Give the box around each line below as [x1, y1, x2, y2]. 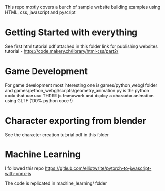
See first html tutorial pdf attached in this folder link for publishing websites [5, 43, 158, 49]
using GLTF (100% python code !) [5, 97, 73, 103]
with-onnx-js [5, 170, 31, 176]
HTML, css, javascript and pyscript [5, 9, 76, 15]
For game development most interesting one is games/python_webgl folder [5, 82, 158, 88]
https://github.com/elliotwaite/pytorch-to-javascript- [45, 165, 152, 171]
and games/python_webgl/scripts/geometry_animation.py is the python [5, 87, 149, 93]
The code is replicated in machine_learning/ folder [5, 180, 107, 186]
